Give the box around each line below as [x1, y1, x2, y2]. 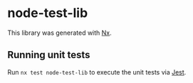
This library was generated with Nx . [7, 28, 112, 37]
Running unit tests [7, 49, 90, 61]
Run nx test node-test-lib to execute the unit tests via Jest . [7, 67, 187, 76]
